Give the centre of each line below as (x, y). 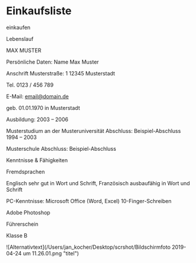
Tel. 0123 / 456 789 (30, 85)
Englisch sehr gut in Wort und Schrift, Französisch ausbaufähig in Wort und (98, 183)
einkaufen (18, 27)
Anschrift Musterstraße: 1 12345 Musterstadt (61, 73)
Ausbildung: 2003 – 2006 (37, 119)
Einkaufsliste (39, 11)
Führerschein (22, 224)
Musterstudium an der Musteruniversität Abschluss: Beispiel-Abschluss (94, 131)
